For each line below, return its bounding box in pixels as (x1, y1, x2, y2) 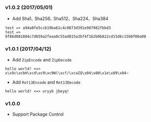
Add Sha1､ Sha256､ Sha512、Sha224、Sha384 (12, 16, 109, 22)
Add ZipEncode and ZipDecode (12, 57, 72, 62)
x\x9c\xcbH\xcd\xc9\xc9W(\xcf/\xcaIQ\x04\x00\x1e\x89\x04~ (5, 70, 129, 75)
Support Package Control (12, 111, 64, 117)
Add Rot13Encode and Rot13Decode (12, 79, 81, 85)
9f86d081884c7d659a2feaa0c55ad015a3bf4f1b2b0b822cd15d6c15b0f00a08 (5, 34, 147, 39)
